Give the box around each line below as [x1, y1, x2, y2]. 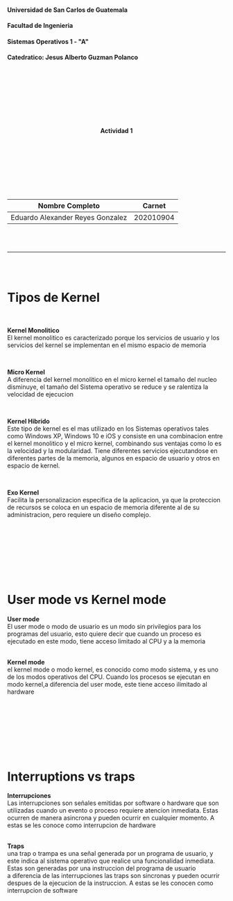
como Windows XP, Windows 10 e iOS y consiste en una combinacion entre [7, 431, 223, 440]
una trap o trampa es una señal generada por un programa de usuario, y [7, 850, 214, 858]
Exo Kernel [7, 488, 40, 497]
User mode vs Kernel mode [7, 591, 166, 607]
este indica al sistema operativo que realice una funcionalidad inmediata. [7, 856, 216, 866]
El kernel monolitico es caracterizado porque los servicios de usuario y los [7, 333, 220, 342]
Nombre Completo [37, 200, 101, 210]
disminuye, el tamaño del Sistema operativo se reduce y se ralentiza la [7, 383, 209, 391]
